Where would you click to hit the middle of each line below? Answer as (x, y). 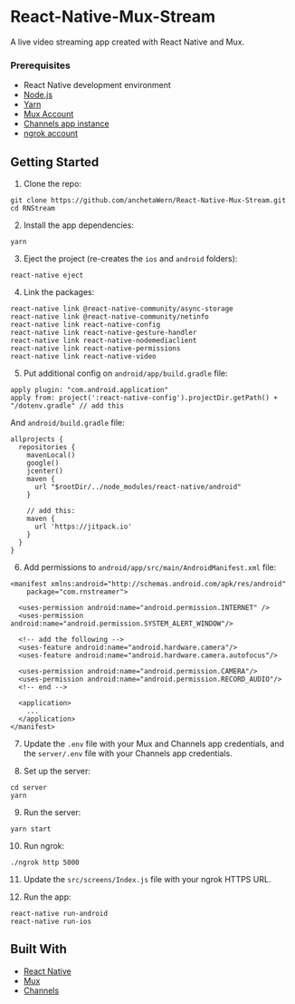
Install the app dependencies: (79, 225)
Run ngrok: (44, 846)
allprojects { (37, 439)
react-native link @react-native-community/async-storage (122, 309)
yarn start (31, 829)
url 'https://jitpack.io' (83, 527)
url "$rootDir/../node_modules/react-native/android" (138, 487)
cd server (29, 788)
